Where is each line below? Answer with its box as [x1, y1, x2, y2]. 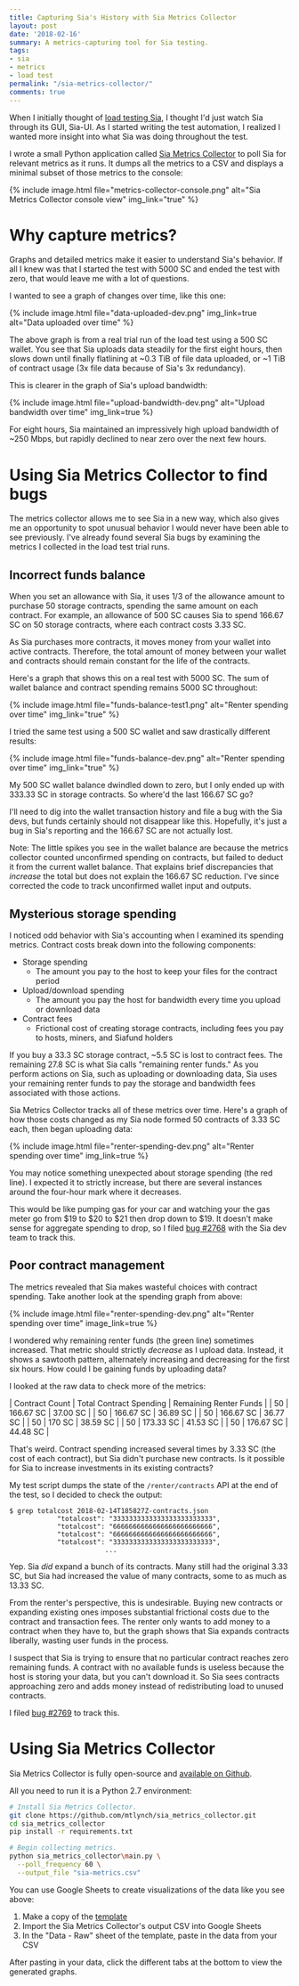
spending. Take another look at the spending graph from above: [9, 1290, 243, 1301]
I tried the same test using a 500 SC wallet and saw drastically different [9, 727, 271, 737]
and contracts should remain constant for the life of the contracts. [9, 655, 251, 666]
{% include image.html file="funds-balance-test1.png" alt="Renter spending [9, 700, 289, 711]
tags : [9, 46, 29, 55]
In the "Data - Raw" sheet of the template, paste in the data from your [21, 1930, 278, 1941]
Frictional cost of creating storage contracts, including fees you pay [35, 1023, 285, 1033]
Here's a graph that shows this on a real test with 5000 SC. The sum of [9, 673, 270, 684]
